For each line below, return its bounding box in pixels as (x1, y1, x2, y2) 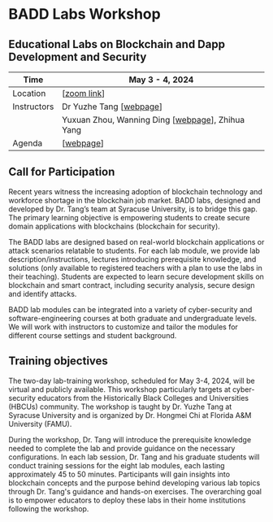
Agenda (12, 137, 43, 149)
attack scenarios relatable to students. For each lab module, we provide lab (8, 246, 260, 255)
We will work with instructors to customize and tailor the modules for (8, 322, 238, 332)
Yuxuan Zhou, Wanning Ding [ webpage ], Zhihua (62, 115, 245, 125)
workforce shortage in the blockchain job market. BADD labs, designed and (8, 195, 261, 205)
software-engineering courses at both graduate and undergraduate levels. (8, 313, 258, 323)
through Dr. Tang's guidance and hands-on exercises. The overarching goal (8, 486, 262, 496)
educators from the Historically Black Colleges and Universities (37, 393, 249, 402)
